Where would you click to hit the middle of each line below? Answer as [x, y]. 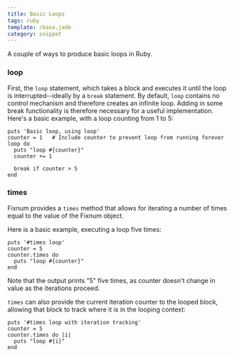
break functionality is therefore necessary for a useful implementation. [111, 110]
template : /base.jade [39, 27]
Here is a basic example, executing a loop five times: [85, 229]
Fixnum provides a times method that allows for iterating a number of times [117, 208]
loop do [19, 144]
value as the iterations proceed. [54, 288]
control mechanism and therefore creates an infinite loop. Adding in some [115, 103]
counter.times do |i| [39, 335]
